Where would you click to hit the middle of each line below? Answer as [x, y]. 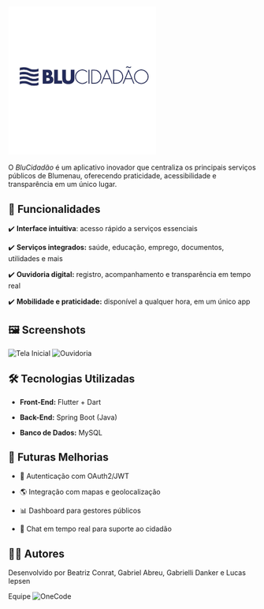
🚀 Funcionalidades [54, 209]
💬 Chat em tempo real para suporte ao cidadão [95, 529]
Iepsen [19, 581]
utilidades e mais [35, 258]
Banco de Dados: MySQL [61, 432]
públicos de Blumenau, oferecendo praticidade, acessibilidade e [112, 176]
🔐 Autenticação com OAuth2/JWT [74, 476]
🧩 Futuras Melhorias [58, 457]
